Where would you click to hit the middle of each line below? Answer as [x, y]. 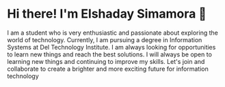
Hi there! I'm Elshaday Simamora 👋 [107, 14]
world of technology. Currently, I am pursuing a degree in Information [105, 39]
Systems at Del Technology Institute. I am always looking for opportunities [111, 47]
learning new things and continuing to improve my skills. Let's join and [106, 61]
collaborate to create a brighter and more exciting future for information [108, 69]
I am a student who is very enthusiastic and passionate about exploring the [113, 33]
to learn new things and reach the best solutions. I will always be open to [109, 54]
